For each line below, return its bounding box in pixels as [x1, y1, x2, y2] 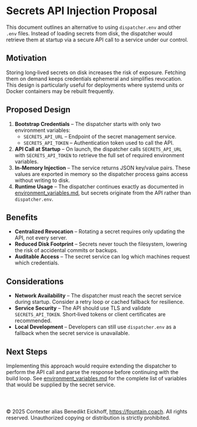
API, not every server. [14, 234, 68, 241]
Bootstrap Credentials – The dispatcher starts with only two [14, 120, 161, 127]
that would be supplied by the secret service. [6, 381, 116, 388]
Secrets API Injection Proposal [6, 4, 158, 18]
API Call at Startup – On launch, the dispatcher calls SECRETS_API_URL [14, 145, 182, 153]
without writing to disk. [14, 177, 71, 184]
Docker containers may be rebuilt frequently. [6, 87, 115, 95]
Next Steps [6, 346, 48, 357]
